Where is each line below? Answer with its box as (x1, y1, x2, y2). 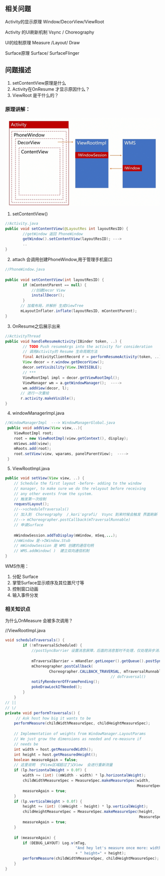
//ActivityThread (5, 334, 41, 338)
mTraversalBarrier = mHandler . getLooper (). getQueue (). (31, 658, 146, 664)
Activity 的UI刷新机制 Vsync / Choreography (5, 29, 94, 35)
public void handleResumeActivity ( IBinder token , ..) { (5, 339, 122, 344)
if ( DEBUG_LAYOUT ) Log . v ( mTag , (23, 841, 87, 845)
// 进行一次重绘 (20, 391, 49, 396)
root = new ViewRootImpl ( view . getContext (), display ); (14, 436, 129, 441)
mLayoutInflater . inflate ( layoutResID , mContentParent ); (20, 308, 137, 314)
